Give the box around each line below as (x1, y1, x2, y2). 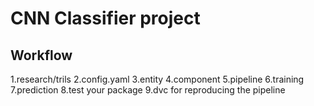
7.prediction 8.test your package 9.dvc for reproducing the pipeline (10, 84, 286, 96)
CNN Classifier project (10, 7, 201, 30)
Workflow (10, 47, 73, 64)
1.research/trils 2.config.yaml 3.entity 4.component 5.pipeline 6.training (10, 73, 305, 85)
